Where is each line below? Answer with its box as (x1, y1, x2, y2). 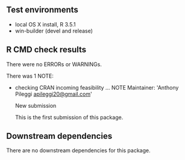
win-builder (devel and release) (14, 27, 93, 34)
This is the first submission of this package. (14, 114, 124, 121)
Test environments (6, 5, 78, 15)
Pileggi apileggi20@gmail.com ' (14, 90, 92, 97)
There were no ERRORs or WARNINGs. (6, 60, 102, 68)
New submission (14, 102, 57, 109)
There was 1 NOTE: (6, 72, 54, 79)
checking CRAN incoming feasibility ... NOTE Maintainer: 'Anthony (14, 84, 179, 91)
